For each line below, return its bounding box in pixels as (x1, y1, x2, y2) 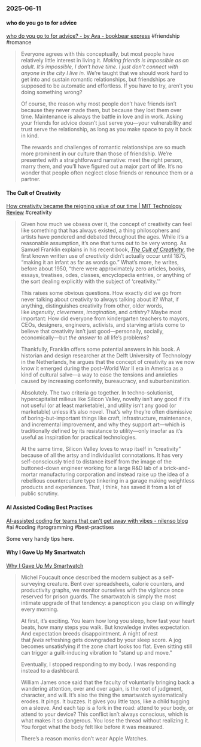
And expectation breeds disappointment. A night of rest (20, 629, 158, 637)
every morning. (20, 606, 59, 613)
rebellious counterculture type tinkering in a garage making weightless (20, 477, 195, 484)
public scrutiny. (20, 490, 59, 497)
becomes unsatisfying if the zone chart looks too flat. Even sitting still (20, 643, 193, 650)
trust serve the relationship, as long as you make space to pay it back (20, 126, 193, 133)
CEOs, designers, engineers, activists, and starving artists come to (20, 321, 185, 329)
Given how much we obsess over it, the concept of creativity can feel (20, 221, 192, 228)
